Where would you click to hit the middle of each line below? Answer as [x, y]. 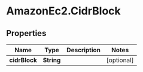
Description [83, 50]
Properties [26, 33]
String [52, 60]
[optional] [120, 60]
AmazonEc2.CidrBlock [63, 11]
